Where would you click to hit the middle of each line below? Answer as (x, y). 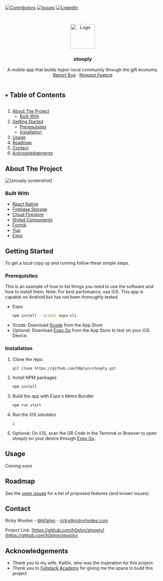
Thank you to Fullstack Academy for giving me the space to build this (82, 568)
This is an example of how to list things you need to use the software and (79, 287)
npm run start (27, 405)
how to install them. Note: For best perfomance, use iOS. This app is (74, 292)
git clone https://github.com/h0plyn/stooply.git (64, 368)
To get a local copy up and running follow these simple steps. (67, 263)
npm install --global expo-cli (44, 316)
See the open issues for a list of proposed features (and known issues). (78, 493)
